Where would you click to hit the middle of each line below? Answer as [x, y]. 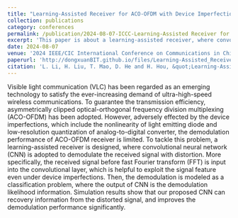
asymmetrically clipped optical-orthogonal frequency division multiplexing [116, 109]
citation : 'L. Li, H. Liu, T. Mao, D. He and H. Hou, [89, 67]
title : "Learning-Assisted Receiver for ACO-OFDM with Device [101, 14]
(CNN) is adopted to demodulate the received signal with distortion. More [114, 154]
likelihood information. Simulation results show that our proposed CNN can [116, 192]
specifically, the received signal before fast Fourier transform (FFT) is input [117, 162]
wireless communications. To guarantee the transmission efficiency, [107, 102]
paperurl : [22, 60]
